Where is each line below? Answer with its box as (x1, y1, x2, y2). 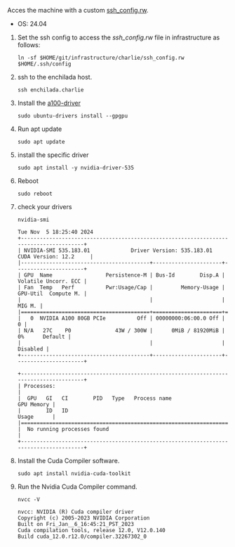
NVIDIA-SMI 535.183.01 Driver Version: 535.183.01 (24, 247, 213, 254)
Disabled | (17, 346, 50, 353)
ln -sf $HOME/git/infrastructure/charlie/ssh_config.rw (17, 54, 184, 61)
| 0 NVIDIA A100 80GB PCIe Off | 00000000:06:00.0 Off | (17, 315, 226, 322)
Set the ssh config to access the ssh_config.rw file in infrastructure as (17, 33, 220, 42)
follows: (17, 41, 41, 49)
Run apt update (17, 125, 62, 133)
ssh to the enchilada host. (17, 73, 93, 81)
